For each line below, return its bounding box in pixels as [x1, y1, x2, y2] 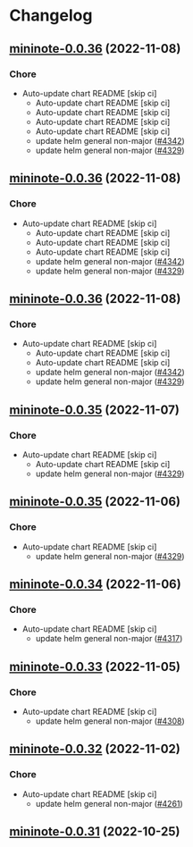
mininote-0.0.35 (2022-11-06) [9, 494, 181, 509]
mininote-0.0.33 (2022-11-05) [9, 658, 181, 675]
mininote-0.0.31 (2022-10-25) [9, 824, 180, 840]
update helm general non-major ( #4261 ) [35, 798, 183, 809]
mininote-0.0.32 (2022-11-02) [9, 742, 180, 757]
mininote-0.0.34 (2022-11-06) [9, 577, 181, 592]
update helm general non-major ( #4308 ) [35, 716, 185, 726]
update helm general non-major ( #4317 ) [35, 633, 183, 644]
